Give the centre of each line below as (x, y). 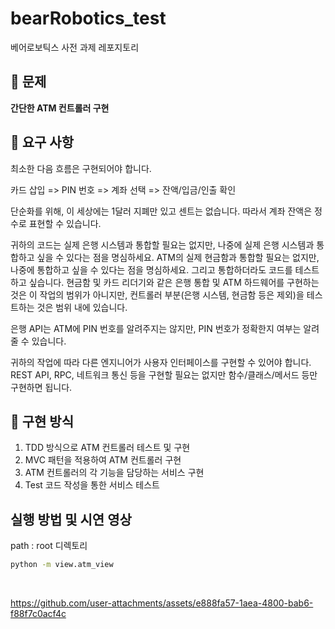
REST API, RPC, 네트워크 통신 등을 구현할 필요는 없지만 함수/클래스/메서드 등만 (164, 374)
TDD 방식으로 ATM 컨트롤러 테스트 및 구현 (107, 448)
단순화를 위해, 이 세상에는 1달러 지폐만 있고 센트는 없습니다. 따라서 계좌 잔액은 (161, 211)
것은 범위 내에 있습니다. (82, 307)
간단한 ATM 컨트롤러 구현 (60, 108)
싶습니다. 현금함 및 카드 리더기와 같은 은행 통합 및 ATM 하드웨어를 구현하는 (174, 282)
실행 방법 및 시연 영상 (71, 519)
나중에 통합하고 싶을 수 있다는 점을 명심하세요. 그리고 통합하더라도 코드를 (151, 269)
